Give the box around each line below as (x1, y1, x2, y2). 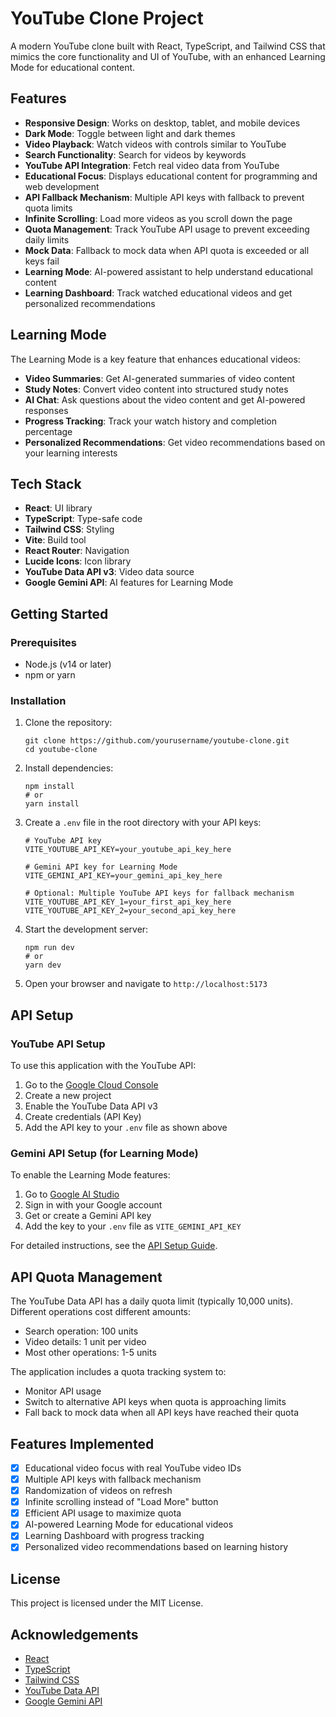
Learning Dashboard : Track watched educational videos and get (24, 287, 293, 299)
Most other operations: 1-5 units (24, 1347, 157, 1359)
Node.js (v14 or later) (24, 658, 112, 671)
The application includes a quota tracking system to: (10, 1366, 227, 1378)
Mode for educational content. (10, 61, 136, 73)
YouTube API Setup (10, 1037, 106, 1051)
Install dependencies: (24, 762, 114, 774)
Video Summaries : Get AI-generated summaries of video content (24, 372, 296, 384)
